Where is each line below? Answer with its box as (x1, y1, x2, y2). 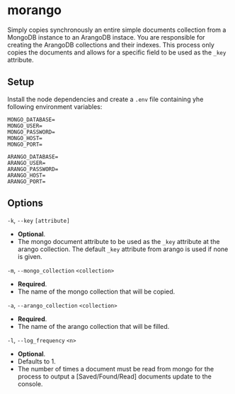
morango (7, 2, 62, 18)
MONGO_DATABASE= (7, 116, 55, 123)
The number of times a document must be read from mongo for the (17, 364, 214, 373)
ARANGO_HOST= (7, 172, 46, 179)
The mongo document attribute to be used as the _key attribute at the (17, 237, 220, 245)
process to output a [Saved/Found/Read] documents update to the (17, 372, 212, 381)
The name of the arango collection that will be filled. (17, 322, 170, 330)
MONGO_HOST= (7, 134, 42, 141)
